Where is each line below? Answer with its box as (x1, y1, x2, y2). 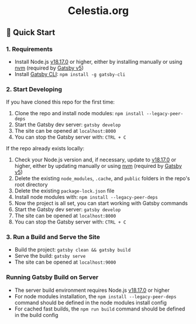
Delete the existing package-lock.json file (14, 187, 115, 194)
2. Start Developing (6, 85, 63, 93)
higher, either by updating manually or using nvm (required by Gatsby (14, 163, 183, 170)
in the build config (14, 311, 59, 318)
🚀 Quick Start (6, 27, 56, 37)
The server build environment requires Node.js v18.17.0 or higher (14, 287, 170, 294)
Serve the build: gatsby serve (14, 253, 86, 260)
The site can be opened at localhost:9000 (14, 258, 116, 266)
